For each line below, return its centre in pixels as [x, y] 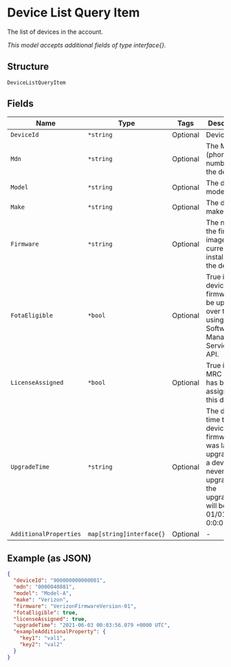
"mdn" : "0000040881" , [44, 587]
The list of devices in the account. [55, 32]
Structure [28, 67]
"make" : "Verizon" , [41, 600]
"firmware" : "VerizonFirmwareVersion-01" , [75, 606]
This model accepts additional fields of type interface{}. [87, 45]
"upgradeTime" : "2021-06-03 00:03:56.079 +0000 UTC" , [92, 625]
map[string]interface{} [126, 534]
